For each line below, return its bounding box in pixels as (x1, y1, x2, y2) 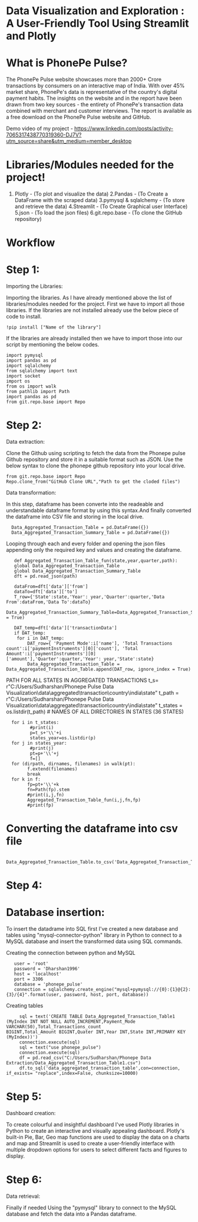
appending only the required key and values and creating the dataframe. (6, 547, 182, 554)
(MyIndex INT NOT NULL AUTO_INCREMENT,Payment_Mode (6, 1019, 136, 1025)
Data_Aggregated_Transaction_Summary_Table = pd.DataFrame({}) (11, 530, 170, 536)
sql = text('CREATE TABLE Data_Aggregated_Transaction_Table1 (19, 1013, 176, 1020)
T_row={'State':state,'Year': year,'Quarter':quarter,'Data (14, 594, 165, 600)
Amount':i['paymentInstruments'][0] (6, 651, 96, 657)
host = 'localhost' (14, 971, 62, 977)
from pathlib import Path (6, 389, 70, 395)
